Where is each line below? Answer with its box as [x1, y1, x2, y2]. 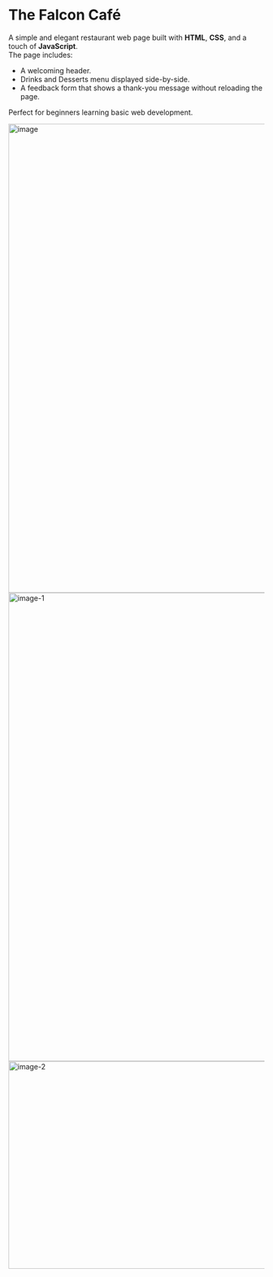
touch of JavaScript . [8, 41, 79, 50]
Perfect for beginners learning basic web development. [8, 107, 193, 117]
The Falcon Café [8, 6, 122, 24]
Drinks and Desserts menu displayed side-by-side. [19, 74, 190, 84]
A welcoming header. [19, 65, 92, 75]
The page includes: [8, 50, 73, 59]
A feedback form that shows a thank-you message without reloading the [19, 83, 262, 93]
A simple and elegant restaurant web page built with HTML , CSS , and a [8, 33, 247, 42]
